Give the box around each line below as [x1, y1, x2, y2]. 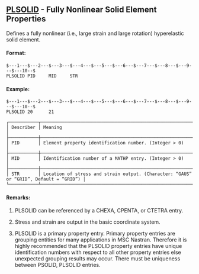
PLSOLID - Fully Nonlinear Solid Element [6, 5, 157, 15]
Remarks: [6, 194, 31, 201]
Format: [6, 50, 26, 57]
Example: [6, 85, 30, 92]
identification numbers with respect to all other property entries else [14, 249, 182, 256]
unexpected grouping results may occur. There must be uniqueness [14, 255, 181, 262]
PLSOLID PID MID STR [6, 73, 78, 79]
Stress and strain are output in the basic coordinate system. [14, 218, 161, 225]
